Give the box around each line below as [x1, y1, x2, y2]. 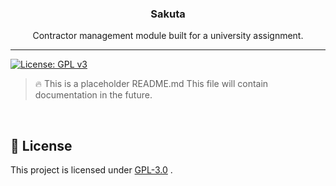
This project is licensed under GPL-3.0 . [10, 164, 173, 176]
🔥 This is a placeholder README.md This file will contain [34, 78, 269, 90]
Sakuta [150, 7, 186, 21]
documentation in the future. [34, 89, 153, 101]
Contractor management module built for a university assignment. [32, 30, 304, 42]
